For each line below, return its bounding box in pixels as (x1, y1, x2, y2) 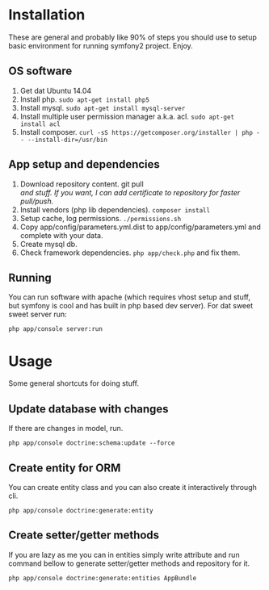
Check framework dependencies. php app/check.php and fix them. (19, 248, 241, 257)
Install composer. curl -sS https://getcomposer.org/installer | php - (19, 127, 260, 136)
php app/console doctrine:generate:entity (8, 506, 153, 514)
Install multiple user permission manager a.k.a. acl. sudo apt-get (19, 111, 235, 121)
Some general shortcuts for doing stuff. (8, 379, 140, 388)
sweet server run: (8, 309, 67, 320)
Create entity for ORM (8, 461, 121, 475)
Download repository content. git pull (19, 179, 144, 189)
